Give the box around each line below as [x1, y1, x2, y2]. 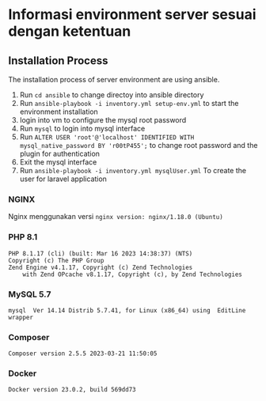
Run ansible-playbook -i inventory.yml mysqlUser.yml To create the [19, 166, 247, 175]
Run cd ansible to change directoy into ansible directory [19, 90, 204, 100]
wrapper [8, 313, 34, 321]
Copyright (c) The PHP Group [8, 256, 104, 264]
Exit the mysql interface [19, 157, 97, 167]
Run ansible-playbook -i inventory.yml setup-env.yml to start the [19, 99, 239, 108]
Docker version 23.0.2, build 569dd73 [8, 386, 136, 394]
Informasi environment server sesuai [8, 6, 256, 24]
